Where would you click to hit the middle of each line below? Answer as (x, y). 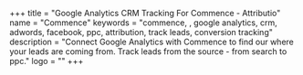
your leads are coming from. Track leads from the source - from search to (148, 52)
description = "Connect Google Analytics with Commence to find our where (151, 42)
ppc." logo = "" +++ (47, 61)
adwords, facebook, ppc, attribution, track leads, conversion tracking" (141, 32)
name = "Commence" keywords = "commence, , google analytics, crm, (143, 23)
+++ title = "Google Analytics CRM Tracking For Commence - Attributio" (145, 13)
